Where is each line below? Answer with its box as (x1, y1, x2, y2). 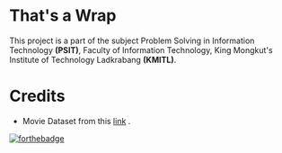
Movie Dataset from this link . (22, 115, 131, 126)
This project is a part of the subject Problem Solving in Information (9, 35, 255, 46)
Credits (9, 86, 66, 106)
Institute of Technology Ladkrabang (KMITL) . (9, 54, 177, 65)
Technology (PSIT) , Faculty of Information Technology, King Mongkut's (9, 44, 273, 55)
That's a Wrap (9, 5, 117, 26)
